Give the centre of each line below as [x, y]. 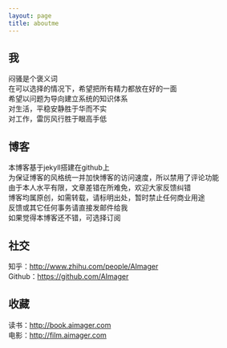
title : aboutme [34, 23]
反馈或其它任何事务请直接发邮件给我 [68, 208]
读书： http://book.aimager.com [60, 325]
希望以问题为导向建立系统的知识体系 [68, 99]
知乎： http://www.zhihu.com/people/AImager [83, 266]
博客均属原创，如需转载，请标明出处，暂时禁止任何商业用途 [107, 198]
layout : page [30, 16]
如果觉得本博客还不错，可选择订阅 [65, 218]
